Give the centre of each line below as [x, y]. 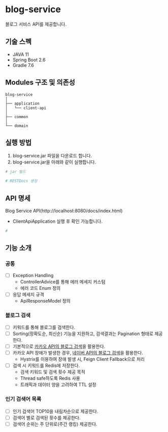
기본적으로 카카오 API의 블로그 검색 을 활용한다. [59, 346]
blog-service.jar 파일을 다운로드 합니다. [52, 156]
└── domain [17, 126]
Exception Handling [33, 275]
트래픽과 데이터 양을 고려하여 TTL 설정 [58, 385]
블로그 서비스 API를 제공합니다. [36, 24]
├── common [17, 117]
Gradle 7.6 [23, 65]
